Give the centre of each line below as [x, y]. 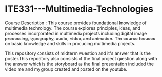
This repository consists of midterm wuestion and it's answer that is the [78, 53]
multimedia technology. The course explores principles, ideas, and [73, 28]
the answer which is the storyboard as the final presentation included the [80, 64]
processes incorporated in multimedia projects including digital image [76, 33]
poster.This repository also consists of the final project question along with [81, 58]
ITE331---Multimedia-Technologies [79, 9]
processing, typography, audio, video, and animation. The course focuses [80, 38]
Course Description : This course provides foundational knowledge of [76, 23]
